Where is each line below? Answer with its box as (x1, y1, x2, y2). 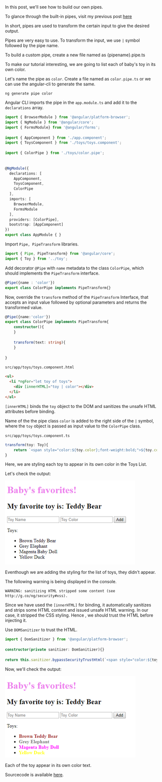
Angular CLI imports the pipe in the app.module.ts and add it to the (5, 99, 137, 105)
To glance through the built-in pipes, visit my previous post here (5, 14, 132, 19)
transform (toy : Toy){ (5, 442, 49, 447)
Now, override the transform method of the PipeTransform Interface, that (5, 294, 148, 300)
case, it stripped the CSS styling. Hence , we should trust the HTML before (5, 612, 153, 618)
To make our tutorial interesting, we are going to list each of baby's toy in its (5, 62, 156, 67)
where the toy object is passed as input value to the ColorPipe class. (5, 423, 141, 429)
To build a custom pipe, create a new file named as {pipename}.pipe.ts (5, 52, 146, 58)
